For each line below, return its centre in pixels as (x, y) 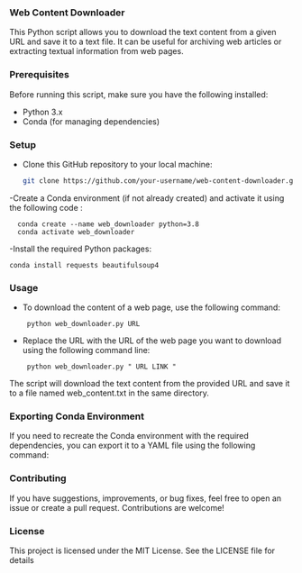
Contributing (38, 478)
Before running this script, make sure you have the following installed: (139, 94)
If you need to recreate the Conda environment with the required (129, 436)
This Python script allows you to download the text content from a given (143, 32)
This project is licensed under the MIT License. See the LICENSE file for (142, 550)
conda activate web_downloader (76, 232)
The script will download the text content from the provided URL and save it (150, 384)
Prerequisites (39, 75)
